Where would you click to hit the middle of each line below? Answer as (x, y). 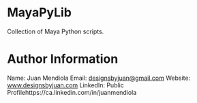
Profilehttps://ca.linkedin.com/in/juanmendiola (72, 92)
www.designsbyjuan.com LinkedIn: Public (65, 85)
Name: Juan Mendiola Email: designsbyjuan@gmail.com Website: (99, 78)
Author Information (63, 59)
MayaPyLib (39, 13)
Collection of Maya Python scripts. (56, 31)
